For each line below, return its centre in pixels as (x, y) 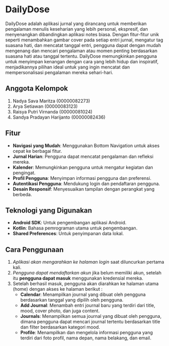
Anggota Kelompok (37, 89)
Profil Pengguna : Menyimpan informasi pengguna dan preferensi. (82, 178)
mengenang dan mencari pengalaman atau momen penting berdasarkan (81, 51)
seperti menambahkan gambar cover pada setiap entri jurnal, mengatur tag (84, 40)
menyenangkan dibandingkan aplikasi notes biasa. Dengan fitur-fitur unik (82, 34)
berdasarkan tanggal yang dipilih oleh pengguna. (72, 300)
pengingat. (24, 173)
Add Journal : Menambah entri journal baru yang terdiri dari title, (88, 306)
